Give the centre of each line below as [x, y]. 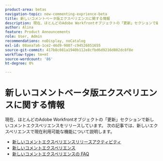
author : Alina [19, 28]
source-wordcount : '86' [29, 59]
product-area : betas [26, 9]
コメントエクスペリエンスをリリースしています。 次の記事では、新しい [79, 126]
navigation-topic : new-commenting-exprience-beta [56, 14]
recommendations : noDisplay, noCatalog [45, 41]
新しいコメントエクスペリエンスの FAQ [50, 154]
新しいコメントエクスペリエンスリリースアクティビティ [67, 142]
